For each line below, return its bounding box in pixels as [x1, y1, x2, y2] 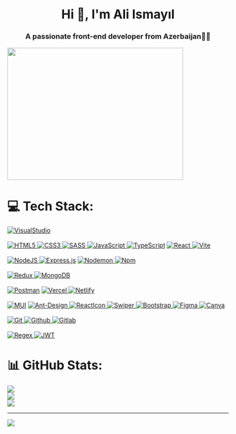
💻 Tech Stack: [7, 198, 94, 214]
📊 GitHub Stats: [7, 357, 103, 373]
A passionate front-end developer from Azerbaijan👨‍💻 [25, 32, 211, 42]
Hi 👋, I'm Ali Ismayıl [61, 6, 175, 23]
